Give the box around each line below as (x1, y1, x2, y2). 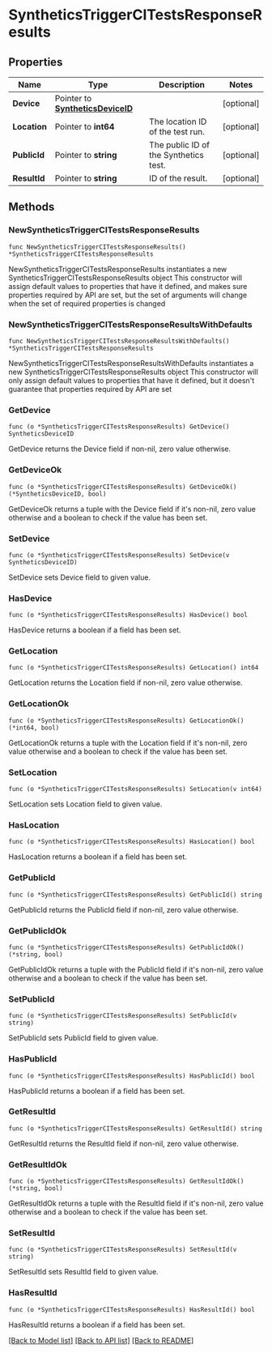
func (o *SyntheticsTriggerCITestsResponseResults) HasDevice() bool (8, 611, 249, 619)
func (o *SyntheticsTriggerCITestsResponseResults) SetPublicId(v (8, 1012, 237, 1020)
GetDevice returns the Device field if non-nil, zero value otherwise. (8, 444, 232, 454)
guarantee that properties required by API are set (8, 384, 172, 394)
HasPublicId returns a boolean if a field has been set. (8, 1086, 185, 1096)
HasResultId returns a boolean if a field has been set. (8, 1320, 185, 1330)
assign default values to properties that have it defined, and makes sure (8, 281, 248, 291)
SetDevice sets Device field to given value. (8, 572, 151, 582)
